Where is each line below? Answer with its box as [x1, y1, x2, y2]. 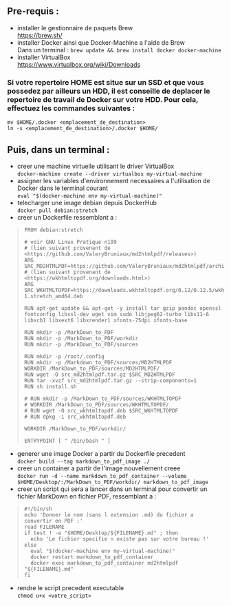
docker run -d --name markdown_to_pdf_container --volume [16, 472, 187, 479]
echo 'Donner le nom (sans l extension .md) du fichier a [23, 511, 194, 519]
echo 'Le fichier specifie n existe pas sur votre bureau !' [30, 535, 210, 543]
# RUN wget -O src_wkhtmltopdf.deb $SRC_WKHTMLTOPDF [23, 407, 179, 414]
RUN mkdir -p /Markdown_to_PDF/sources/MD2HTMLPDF [23, 359, 173, 366]
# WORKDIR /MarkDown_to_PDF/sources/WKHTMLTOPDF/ [23, 401, 170, 408]
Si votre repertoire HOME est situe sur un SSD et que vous [7, 77, 204, 87]
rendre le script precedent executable [16, 583, 124, 592]
